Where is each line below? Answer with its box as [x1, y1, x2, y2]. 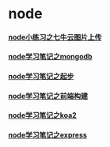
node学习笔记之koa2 [8, 111, 77, 120]
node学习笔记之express [8, 130, 87, 139]
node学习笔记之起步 [8, 71, 74, 81]
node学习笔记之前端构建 [8, 91, 89, 100]
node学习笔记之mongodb [8, 52, 93, 62]
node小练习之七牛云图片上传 [8, 32, 102, 42]
